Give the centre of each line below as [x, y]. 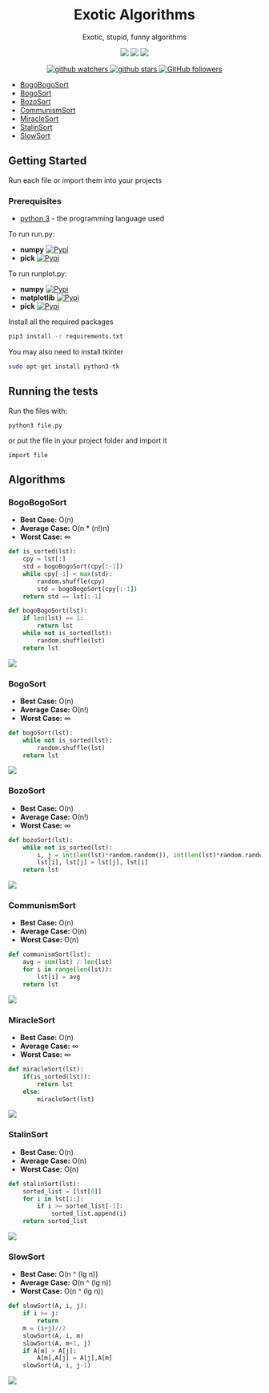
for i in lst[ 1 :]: [53, 1199]
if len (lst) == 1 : [53, 618]
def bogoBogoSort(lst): [48, 611]
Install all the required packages [61, 322]
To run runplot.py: [38, 273]
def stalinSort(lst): [44, 1184]
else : [32, 1091]
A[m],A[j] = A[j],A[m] [75, 1358]
